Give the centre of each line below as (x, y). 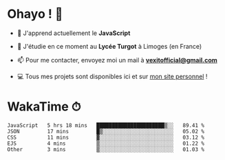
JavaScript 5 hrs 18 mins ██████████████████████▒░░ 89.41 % (106, 125)
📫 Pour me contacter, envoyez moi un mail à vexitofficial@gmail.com (117, 60)
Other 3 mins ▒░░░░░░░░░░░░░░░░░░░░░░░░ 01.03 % (106, 149)
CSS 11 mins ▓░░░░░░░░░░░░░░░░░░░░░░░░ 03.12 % (106, 137)
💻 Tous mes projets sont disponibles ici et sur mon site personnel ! (112, 76)
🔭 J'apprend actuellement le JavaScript (74, 33)
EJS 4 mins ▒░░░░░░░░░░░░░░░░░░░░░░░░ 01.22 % (106, 144)
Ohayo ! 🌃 (35, 14)
